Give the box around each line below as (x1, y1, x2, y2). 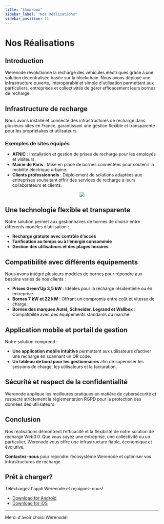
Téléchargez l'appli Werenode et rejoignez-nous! (5, 486, 103, 492)
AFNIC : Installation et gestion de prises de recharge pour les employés (12, 151, 156, 157)
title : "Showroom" (5, 7, 42, 12)
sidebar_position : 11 (5, 16, 49, 21)
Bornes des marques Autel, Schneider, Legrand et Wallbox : (12, 306, 136, 312)
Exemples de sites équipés (5, 140, 70, 147)
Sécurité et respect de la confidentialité (5, 378, 128, 386)
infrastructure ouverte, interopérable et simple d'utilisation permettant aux (5, 80, 154, 86)
